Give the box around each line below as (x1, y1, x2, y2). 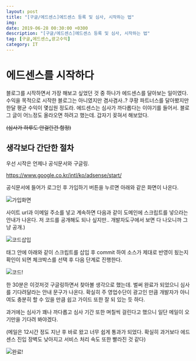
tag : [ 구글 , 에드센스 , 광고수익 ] (6, 36, 71, 42)
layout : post (6, 8, 38, 15)
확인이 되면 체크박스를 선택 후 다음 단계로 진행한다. (6, 256, 122, 263)
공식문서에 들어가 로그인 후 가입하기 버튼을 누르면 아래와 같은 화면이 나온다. (6, 183, 179, 191)
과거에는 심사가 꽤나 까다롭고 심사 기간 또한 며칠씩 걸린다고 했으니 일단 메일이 (6, 308, 184, 316)
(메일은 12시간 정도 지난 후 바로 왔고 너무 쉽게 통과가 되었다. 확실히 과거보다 (6, 328, 180, 335)
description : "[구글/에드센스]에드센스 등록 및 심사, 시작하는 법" (6, 31, 150, 37)
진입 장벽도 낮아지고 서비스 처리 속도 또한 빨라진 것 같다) (16, 336, 146, 343)
